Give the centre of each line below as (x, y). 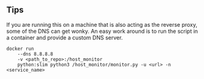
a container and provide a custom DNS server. (65, 37)
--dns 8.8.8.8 (35, 54)
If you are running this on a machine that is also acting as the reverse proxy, (102, 24)
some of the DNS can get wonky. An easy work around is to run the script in (102, 31)
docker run (20, 49)
